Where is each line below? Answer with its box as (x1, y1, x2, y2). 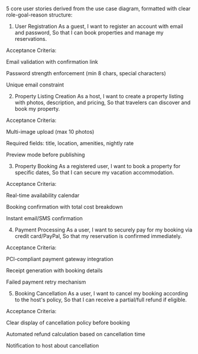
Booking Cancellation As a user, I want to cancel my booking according (14, 290, 188, 297)
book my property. (14, 105, 60, 112)
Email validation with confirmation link (6, 59, 99, 65)
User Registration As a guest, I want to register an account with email (14, 23, 183, 30)
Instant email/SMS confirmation (6, 215, 83, 221)
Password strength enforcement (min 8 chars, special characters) (6, 70, 167, 76)
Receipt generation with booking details (6, 267, 103, 274)
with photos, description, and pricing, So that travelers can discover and (14, 99, 191, 106)
